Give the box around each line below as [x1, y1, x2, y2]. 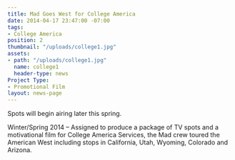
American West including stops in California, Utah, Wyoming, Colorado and [7, 138, 229, 146]
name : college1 [14, 63, 59, 70]
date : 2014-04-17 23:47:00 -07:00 [7, 17, 111, 24]
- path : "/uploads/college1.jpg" [7, 57, 107, 64]
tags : [7, 23, 24, 31]
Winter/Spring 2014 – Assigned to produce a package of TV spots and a [7, 123, 219, 132]
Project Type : [7, 76, 50, 84]
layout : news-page [7, 90, 62, 97]
